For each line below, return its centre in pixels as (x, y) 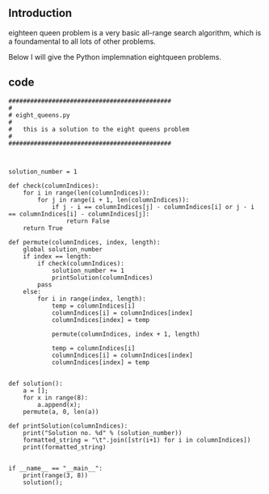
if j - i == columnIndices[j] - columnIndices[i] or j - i (153, 207)
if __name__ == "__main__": (56, 468)
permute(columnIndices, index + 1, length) (126, 334)
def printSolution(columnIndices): (68, 426)
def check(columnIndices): (54, 186)
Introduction (40, 13)
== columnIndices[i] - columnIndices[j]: (79, 214)
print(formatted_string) (65, 447)
